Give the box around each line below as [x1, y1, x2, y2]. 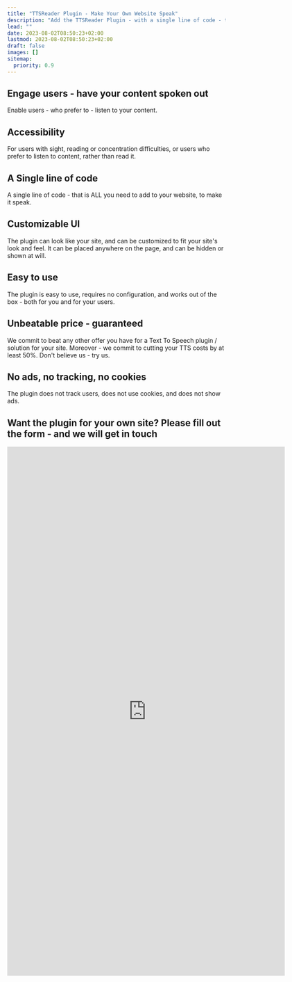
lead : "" [7, 23, 33, 30]
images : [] [7, 49, 39, 56]
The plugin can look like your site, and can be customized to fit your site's [7, 236, 218, 245]
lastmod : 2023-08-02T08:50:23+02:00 [7, 36, 113, 43]
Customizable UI [7, 218, 80, 230]
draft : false [7, 42, 45, 49]
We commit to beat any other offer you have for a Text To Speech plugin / [7, 336, 217, 344]
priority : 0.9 [13, 62, 54, 69]
